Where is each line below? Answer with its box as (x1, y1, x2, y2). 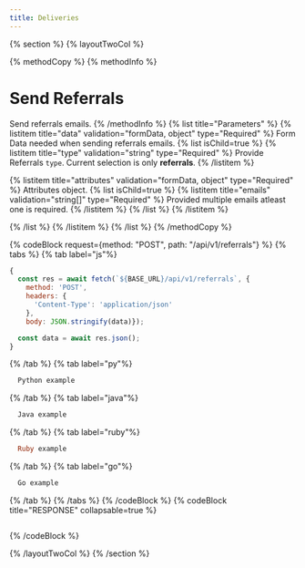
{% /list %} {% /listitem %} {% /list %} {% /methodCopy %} (9, 221, 232, 232)
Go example (17, 479, 59, 488)
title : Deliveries (9, 13, 79, 23)
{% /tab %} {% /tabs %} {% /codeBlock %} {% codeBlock (9, 494, 228, 506)
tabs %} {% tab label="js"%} (9, 248, 117, 260)
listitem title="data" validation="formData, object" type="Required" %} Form (9, 128, 296, 139)
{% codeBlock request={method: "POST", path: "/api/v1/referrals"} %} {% (9, 239, 287, 250)
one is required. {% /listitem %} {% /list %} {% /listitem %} (9, 203, 229, 214)
